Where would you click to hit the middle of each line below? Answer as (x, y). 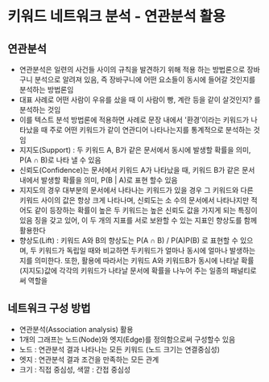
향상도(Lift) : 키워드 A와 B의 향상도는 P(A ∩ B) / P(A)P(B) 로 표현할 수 (128, 240)
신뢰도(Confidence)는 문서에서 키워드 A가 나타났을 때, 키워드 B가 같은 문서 (137, 170)
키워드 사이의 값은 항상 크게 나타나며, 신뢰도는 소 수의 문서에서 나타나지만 (134, 200)
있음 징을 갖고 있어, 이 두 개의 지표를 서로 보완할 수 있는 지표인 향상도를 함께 (138, 220)
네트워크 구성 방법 (49, 308)
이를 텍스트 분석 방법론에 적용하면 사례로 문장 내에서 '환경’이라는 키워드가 (134, 120)
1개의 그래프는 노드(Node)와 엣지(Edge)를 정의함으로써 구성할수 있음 (127, 339)
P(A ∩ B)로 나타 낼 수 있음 (60, 160)
